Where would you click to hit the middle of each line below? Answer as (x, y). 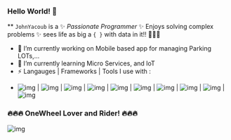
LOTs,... (28, 56)
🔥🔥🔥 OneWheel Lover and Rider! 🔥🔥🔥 (73, 113)
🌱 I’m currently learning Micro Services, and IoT (86, 63)
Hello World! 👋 (32, 11)
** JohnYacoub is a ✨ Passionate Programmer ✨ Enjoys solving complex (111, 27)
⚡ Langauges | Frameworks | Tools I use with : (84, 71)
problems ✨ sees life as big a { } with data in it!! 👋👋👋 (84, 34)
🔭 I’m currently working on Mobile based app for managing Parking (114, 49)
